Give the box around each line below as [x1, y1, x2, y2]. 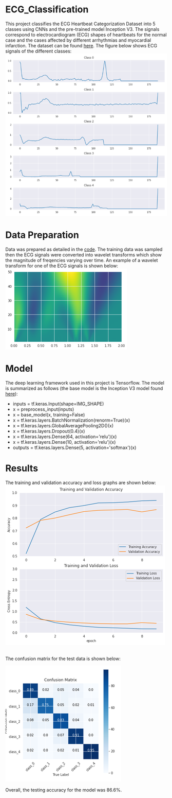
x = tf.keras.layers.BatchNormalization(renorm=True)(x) [12, 417, 130, 423]
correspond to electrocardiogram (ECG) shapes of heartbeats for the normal [5, 31, 167, 38]
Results [5, 462, 39, 474]
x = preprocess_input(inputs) [12, 406, 74, 412]
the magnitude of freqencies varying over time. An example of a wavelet [5, 257, 158, 263]
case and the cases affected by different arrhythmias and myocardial [5, 37, 151, 43]
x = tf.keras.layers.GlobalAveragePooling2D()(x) [12, 422, 114, 428]
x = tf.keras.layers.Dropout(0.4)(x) [12, 428, 85, 434]
